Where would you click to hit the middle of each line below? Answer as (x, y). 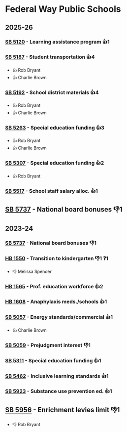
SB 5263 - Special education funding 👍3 (55, 128)
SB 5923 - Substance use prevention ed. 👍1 (59, 391)
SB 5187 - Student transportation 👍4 (50, 57)
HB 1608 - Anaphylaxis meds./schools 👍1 (56, 302)
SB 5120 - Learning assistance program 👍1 (57, 42)
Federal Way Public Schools (63, 9)
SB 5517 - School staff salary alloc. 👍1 (52, 191)
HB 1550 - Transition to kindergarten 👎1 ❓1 (57, 259)
